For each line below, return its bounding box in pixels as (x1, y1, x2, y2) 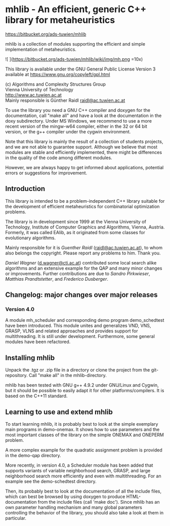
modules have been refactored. (5, 339, 71, 345)
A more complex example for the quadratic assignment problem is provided (5, 447, 163, 453)
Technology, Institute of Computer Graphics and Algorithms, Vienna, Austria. (5, 224, 165, 230)
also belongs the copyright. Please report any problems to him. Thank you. (5, 250, 161, 256)
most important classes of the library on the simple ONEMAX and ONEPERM (5, 432, 164, 438)
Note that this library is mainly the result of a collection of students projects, (5, 138, 163, 144)
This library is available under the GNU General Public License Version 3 (5, 66, 156, 72)
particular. (5, 515, 26, 521)
